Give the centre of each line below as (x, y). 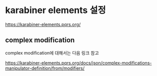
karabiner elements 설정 (55, 10)
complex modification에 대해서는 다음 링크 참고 (52, 52)
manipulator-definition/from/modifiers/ (45, 68)
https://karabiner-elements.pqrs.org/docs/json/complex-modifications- (78, 62)
